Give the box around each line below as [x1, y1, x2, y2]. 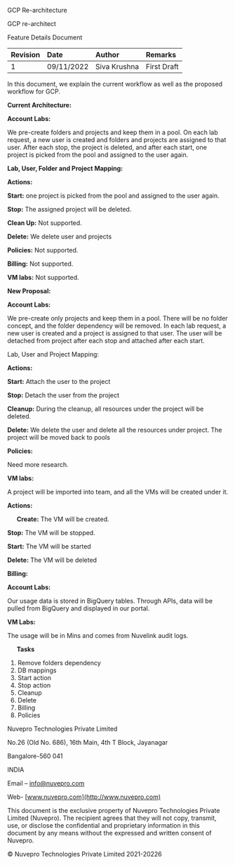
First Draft [146, 62, 179, 71]
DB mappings [17, 666, 57, 674]
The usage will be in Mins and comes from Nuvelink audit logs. [7, 632, 189, 639]
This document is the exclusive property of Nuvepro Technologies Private [7, 807, 220, 814]
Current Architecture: [7, 101, 72, 109]
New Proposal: [7, 287, 51, 295]
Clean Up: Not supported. [7, 219, 82, 227]
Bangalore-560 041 [7, 752, 63, 760]
